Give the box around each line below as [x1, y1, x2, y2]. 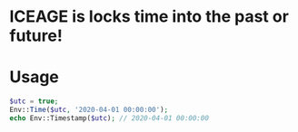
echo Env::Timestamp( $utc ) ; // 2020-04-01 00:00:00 [9, 113, 209, 123]
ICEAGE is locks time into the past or [9, 6, 289, 27]
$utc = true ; [9, 97, 59, 106]
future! [9, 25, 64, 46]
